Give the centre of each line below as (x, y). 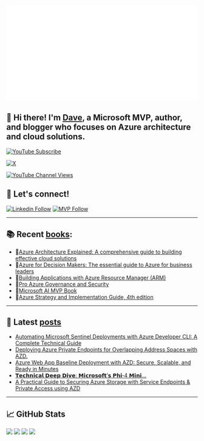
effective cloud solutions (46, 259)
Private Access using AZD (48, 389)
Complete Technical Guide (48, 343)
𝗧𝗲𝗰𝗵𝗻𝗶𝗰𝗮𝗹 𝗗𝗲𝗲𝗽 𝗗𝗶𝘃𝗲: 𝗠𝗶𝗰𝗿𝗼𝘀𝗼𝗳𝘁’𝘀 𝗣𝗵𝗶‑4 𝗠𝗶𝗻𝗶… (81, 375)
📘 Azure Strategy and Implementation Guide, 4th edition (84, 297)
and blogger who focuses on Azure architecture (99, 127)
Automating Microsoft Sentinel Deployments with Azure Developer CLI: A (106, 337)
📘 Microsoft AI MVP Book (46, 291)
